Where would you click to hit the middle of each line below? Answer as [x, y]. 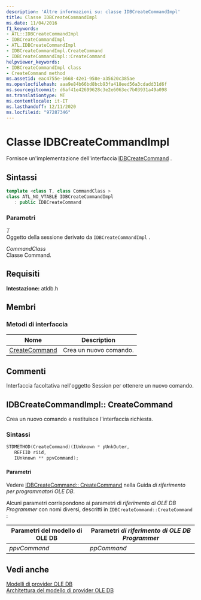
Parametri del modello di [47, 530]
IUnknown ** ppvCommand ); [46, 458]
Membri [21, 307]
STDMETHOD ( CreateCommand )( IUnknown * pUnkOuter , [68, 447]
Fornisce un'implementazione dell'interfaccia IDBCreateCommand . [89, 158]
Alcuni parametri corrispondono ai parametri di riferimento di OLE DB [91, 503]
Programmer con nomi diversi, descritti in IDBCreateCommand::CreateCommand [99, 509]
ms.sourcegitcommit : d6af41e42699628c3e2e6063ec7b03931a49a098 [87, 90]
